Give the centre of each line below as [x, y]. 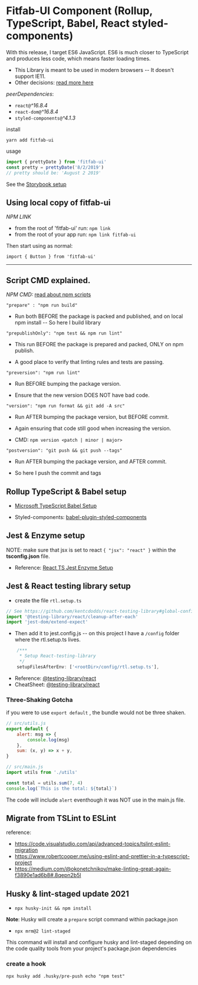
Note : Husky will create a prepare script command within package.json [92, 920]
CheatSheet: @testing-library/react [57, 684]
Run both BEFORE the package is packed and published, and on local [99, 316]
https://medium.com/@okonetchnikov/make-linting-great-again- [93, 869]
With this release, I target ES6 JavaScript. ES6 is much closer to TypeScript [98, 52]
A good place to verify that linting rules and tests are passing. [89, 362]
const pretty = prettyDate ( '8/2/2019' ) [55, 167]
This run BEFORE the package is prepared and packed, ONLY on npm [99, 344]
